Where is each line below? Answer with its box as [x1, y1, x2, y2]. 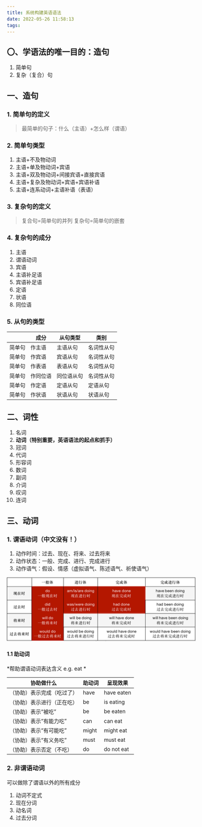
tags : [7, 22, 20, 28]
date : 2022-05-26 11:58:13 [7, 16, 74, 22]
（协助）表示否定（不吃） [9, 745, 73, 753]
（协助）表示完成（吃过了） [9, 689, 78, 696]
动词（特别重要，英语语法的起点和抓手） [15, 437, 116, 444]
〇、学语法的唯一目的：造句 [7, 47, 110, 57]
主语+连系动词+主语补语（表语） [15, 186, 97, 193]
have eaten [104, 688, 131, 696]
